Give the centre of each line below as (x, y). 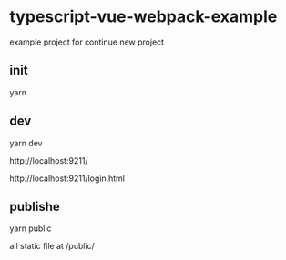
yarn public (31, 228)
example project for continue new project (87, 42)
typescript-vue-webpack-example (143, 17)
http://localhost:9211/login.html (67, 178)
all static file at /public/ (52, 246)
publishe (35, 206)
